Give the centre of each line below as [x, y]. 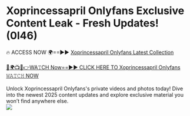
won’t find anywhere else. [37, 101]
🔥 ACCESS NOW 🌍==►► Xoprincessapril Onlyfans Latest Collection [90, 52]
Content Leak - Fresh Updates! [82, 23]
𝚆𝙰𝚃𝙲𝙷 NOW [23, 76]
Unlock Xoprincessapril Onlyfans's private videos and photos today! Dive [95, 88]
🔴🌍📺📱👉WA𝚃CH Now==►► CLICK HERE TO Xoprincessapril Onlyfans [93, 67]
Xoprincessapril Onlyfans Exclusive [95, 11]
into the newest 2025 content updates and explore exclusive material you [95, 94]
